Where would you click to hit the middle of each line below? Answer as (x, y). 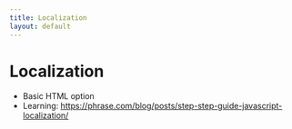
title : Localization (49, 18)
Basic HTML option (59, 96)
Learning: (40, 106)
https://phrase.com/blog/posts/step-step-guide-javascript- (171, 106)
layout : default (40, 26)
